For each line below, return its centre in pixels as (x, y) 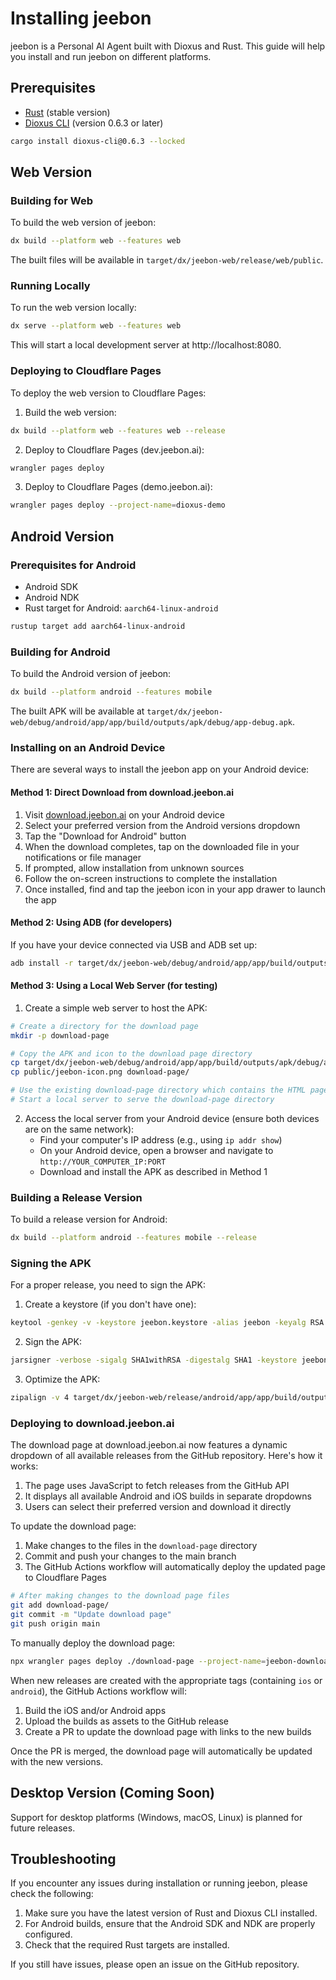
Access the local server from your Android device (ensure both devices (172, 1118)
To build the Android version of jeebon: (91, 674)
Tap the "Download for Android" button (105, 836)
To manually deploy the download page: (93, 1643)
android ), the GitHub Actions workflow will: (98, 1691)
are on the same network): (79, 1129)
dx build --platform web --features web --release (118, 430)
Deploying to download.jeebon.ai (92, 1423)
